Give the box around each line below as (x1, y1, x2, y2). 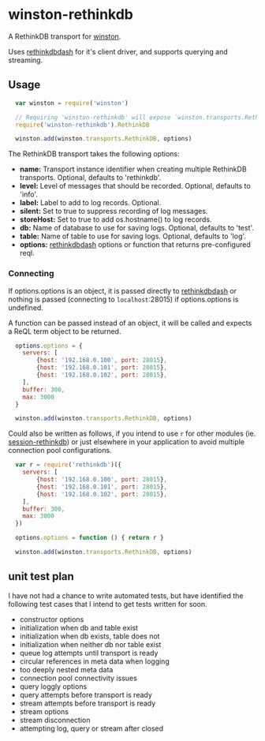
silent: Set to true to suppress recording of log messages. (19, 207, 208, 216)
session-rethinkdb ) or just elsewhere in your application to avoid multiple (8, 437, 245, 447)
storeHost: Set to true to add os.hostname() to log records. (19, 215, 212, 224)
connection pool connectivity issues (19, 673, 138, 683)
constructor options (19, 614, 84, 624)
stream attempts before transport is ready (19, 698, 156, 708)
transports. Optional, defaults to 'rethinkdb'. (19, 173, 162, 182)
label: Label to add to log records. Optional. (19, 198, 162, 208)
